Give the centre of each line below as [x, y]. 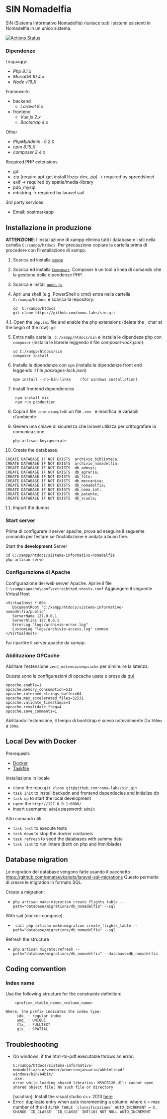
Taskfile [21, 768]
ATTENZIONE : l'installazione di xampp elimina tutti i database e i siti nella [81, 240]
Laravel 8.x [32, 107]
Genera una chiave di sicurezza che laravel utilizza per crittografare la [84, 426]
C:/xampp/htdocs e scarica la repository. [54, 299]
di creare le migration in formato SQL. [44, 882]
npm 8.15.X [24, 147]
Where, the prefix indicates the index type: [53, 1012]
